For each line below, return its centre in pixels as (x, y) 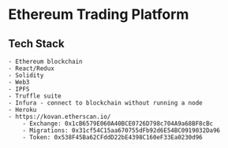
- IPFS (19, 89)
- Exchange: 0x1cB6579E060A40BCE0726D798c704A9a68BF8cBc (118, 124)
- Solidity (26, 76)
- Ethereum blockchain (45, 61)
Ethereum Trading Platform (99, 15)
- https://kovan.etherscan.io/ (60, 117)
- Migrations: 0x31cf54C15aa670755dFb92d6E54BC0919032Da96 (121, 131)
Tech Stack (36, 44)
